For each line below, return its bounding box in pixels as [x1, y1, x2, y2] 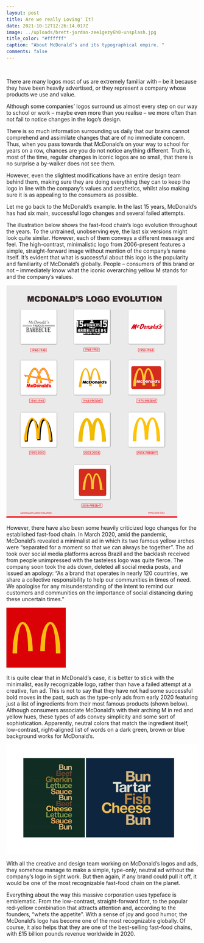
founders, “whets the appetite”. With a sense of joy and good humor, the [6, 911, 188, 918]
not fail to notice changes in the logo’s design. [6, 115, 122, 123]
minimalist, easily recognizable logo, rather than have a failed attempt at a [6, 681, 192, 688]
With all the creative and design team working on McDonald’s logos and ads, [6, 860, 199, 867]
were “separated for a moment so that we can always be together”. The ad [6, 543, 194, 551]
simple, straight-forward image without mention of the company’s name [6, 247, 186, 255]
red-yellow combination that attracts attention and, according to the [6, 904, 177, 912]
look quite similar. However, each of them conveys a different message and [6, 234, 195, 241]
